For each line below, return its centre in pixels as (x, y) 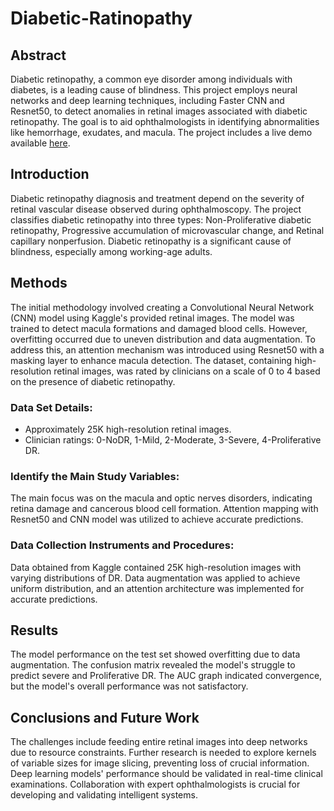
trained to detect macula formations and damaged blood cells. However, (159, 328)
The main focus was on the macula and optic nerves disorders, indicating (161, 498)
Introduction (50, 174)
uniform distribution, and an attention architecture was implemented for (157, 588)
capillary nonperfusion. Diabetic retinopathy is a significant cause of (151, 241)
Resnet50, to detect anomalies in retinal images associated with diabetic (159, 111)
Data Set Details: (51, 407)
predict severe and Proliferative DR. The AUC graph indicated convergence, (166, 676)
